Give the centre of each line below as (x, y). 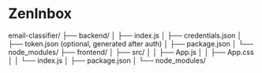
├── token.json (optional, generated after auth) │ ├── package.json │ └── (131, 43)
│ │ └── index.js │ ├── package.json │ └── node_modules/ (107, 60)
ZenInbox (40, 14)
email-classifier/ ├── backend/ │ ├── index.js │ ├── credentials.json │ (125, 35)
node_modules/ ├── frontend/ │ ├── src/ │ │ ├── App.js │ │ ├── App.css (131, 52)
